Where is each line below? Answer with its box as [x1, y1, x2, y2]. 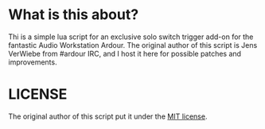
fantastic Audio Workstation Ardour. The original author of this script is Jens [8, 40, 258, 49]
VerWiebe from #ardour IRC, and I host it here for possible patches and [8, 49, 241, 58]
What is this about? [8, 6, 139, 24]
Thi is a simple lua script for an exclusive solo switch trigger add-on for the [8, 32, 254, 41]
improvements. [8, 57, 57, 67]
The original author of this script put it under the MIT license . [8, 111, 208, 121]
